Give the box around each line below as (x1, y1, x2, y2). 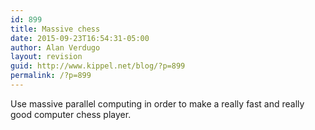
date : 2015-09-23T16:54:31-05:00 (10, 33, 150, 43)
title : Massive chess (10, 24, 101, 34)
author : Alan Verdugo (10, 42, 101, 53)
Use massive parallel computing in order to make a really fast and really (10, 97, 305, 110)
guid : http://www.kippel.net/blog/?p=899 (10, 61, 186, 71)
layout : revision (10, 52, 83, 62)
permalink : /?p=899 (10, 71, 92, 81)
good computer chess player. (10, 108, 132, 120)
